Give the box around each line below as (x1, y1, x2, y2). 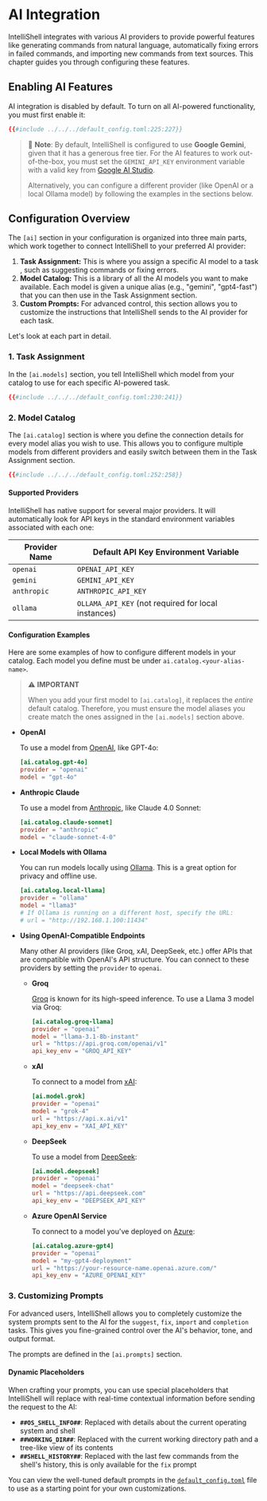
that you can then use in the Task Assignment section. (19, 290, 198, 300)
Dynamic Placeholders (8, 1367, 85, 1377)
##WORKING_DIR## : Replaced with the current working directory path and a (19, 1434, 259, 1444)
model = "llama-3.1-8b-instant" (31, 1032, 139, 1040)
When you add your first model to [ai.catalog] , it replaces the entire (27, 695, 253, 705)
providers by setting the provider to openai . (19, 962, 163, 972)
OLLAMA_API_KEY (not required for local (76, 597, 218, 609)
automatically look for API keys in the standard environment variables (8, 514, 235, 523)
